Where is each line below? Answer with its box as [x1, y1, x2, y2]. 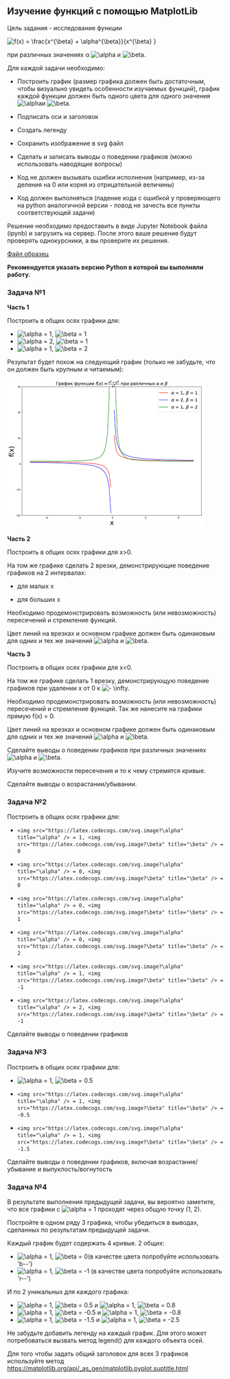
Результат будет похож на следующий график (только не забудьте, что [7, 358, 216, 366]
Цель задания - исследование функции [7, 23, 122, 32]
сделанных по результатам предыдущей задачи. [7, 1225, 150, 1234]
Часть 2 [7, 535, 31, 543]
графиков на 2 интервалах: [7, 569, 87, 577]
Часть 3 [7, 650, 31, 658]
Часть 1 [7, 303, 30, 312]
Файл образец [7, 249, 49, 257]
